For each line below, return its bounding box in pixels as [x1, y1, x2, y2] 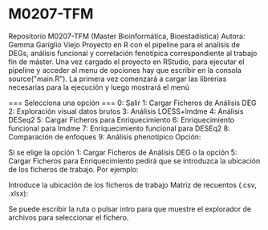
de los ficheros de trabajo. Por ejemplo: [8, 164, 139, 174]
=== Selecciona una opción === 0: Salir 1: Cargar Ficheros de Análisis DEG [8, 98, 257, 107]
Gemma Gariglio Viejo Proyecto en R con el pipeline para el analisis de [8, 39, 241, 49]
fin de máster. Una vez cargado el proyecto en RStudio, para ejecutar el [8, 57, 245, 67]
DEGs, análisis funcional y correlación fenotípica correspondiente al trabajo [8, 48, 258, 58]
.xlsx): [8, 188, 29, 198]
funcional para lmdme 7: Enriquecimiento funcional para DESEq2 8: [8, 123, 230, 133]
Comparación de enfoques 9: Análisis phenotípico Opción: [8, 131, 201, 141]
